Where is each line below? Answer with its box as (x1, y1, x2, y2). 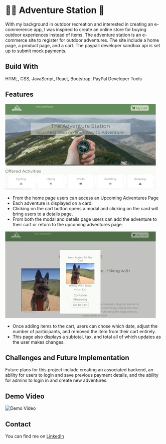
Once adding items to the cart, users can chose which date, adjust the (12, 323, 158, 329)
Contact (5, 420, 31, 428)
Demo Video (5, 392, 45, 400)
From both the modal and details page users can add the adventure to (12, 216, 157, 222)
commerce (5, 37, 28, 43)
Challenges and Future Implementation (5, 353, 129, 362)
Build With (5, 62, 39, 71)
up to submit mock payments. (5, 48, 67, 54)
